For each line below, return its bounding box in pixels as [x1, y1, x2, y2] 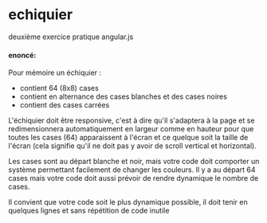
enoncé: [8, 50, 37, 60]
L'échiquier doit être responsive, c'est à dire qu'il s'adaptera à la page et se [8, 115, 255, 125]
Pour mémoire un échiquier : [8, 68, 102, 77]
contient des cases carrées [19, 100, 110, 110]
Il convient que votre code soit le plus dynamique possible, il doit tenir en [8, 198, 249, 207]
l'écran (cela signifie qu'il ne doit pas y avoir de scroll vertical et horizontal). [8, 141, 257, 151]
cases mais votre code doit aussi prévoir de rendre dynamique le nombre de [8, 174, 259, 183]
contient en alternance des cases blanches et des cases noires [19, 92, 227, 101]
